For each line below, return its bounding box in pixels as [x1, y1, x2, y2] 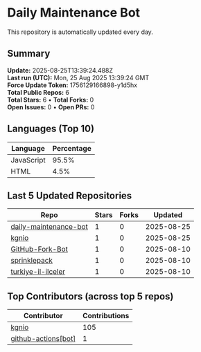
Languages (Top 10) [7, 123, 95, 135]
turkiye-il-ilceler [10, 267, 66, 277]
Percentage [52, 143, 91, 153]
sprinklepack [10, 256, 53, 266]
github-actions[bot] [10, 334, 76, 344]
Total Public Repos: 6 [7, 88, 69, 96]
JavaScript [10, 155, 46, 165]
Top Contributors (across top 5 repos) [7, 290, 174, 302]
